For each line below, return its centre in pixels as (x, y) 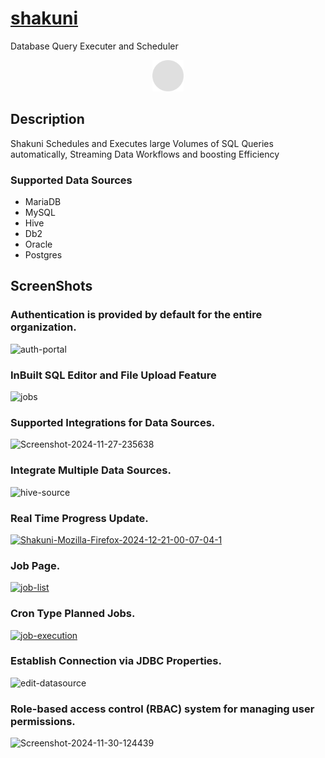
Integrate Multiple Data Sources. (91, 470)
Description (47, 119)
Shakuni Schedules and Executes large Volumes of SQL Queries (142, 143)
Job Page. (35, 565)
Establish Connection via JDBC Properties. (116, 661)
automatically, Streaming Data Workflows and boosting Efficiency (145, 154)
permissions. (43, 721)
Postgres (43, 255)
